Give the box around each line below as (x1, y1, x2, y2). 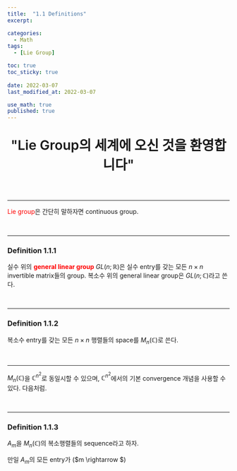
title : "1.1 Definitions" (7, 10, 87, 18)
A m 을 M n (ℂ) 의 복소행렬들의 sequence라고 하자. (7, 439, 139, 449)
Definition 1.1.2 (7, 318, 59, 328)
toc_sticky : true (7, 68, 59, 76)
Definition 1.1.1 (7, 246, 56, 256)
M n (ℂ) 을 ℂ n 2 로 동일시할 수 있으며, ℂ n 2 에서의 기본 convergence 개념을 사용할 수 (7, 371, 226, 383)
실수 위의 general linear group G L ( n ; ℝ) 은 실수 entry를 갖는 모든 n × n (7, 263, 203, 271)
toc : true (7, 62, 37, 69)
